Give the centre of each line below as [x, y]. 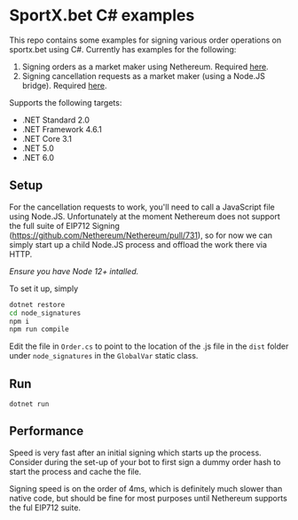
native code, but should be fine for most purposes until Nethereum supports [149, 498]
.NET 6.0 [38, 157]
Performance [47, 431]
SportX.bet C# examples [102, 16]
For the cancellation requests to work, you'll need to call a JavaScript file [142, 207]
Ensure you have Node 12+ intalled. [74, 271]
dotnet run [29, 405]
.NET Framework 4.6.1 [62, 129]
